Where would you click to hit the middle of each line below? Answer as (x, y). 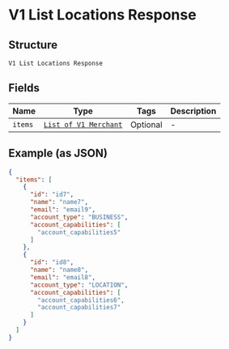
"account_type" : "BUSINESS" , (79, 217)
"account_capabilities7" (79, 308)
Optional (147, 125)
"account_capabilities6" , (81, 300)
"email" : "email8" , (62, 277)
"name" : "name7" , (59, 202)
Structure (33, 45)
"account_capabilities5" (79, 232)
